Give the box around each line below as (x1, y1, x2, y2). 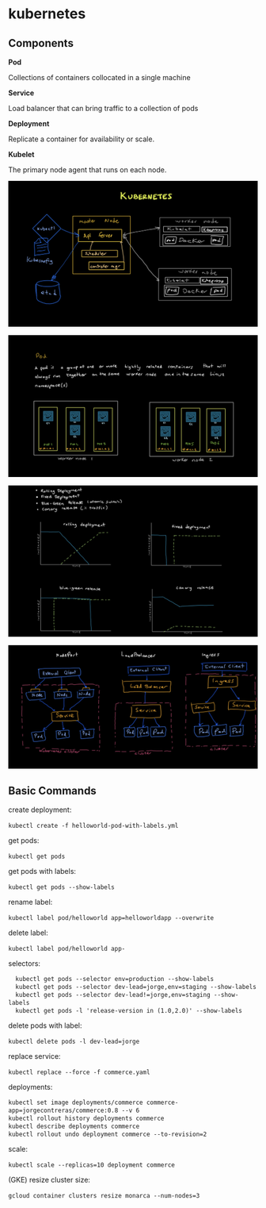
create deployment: (8, 805, 72, 814)
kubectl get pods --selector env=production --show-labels (15, 975, 215, 983)
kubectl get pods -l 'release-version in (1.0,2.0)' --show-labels (15, 1007, 243, 1015)
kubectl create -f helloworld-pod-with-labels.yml (8, 822, 179, 830)
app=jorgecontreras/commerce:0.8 (8, 1106, 119, 1115)
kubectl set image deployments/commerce (8, 1098, 144, 1107)
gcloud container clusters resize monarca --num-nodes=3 (8, 1192, 200, 1200)
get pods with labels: (8, 867, 77, 876)
